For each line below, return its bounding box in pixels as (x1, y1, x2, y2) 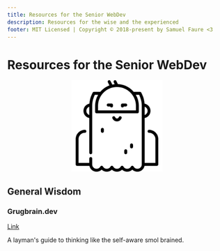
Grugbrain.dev (7, 206, 58, 216)
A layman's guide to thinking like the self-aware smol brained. (7, 236, 184, 244)
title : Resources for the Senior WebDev (7, 11, 127, 18)
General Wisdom (7, 185, 81, 197)
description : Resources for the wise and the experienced (7, 18, 179, 26)
